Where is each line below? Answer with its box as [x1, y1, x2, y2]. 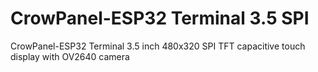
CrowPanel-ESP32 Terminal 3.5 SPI [10, 7, 310, 30]
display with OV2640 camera [10, 50, 130, 62]
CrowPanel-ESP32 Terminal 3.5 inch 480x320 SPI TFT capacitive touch [10, 40, 306, 52]
